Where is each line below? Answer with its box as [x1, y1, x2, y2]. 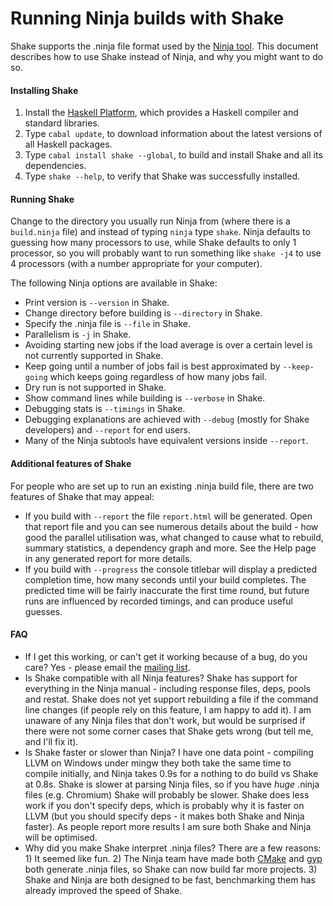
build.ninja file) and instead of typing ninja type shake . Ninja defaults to [10, 226, 311, 238]
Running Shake [10, 193, 75, 205]
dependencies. [24, 160, 87, 172]
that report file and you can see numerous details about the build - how [24, 520, 319, 532]
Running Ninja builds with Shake [10, 7, 285, 30]
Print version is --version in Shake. [24, 297, 170, 309]
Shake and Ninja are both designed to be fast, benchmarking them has [24, 873, 316, 886]
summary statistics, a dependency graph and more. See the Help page [24, 542, 317, 554]
